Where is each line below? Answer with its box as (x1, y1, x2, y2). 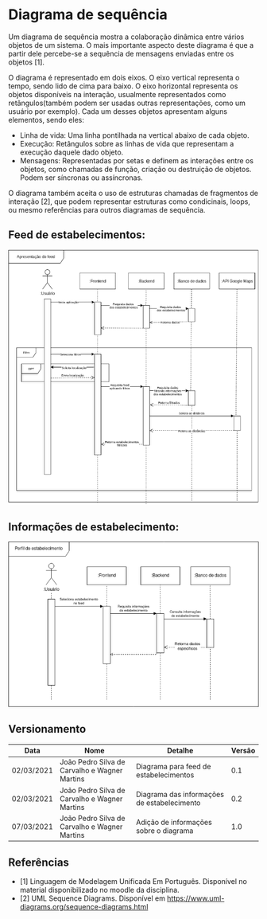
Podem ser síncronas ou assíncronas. (19, 173, 143, 182)
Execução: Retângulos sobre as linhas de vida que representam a (19, 139, 234, 148)
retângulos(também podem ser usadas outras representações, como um (8, 98, 246, 108)
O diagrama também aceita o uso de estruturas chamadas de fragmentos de (8, 188, 259, 197)
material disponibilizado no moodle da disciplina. (19, 886, 180, 895)
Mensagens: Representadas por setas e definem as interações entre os (19, 155, 254, 165)
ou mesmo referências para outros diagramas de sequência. (8, 205, 206, 214)
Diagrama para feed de (136, 761, 211, 771)
